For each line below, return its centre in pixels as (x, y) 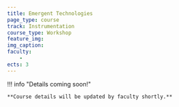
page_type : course (33, 20)
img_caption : (26, 45)
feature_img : (26, 39)
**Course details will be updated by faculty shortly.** (90, 97)
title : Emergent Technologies (50, 13)
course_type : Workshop (39, 33)
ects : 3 (18, 64)
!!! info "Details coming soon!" (49, 84)
